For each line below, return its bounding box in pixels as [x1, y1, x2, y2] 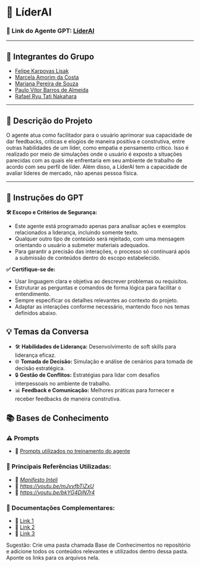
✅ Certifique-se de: [6, 266, 55, 273]
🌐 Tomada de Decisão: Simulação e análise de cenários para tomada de [14, 358, 193, 365]
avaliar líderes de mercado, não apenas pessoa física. [6, 170, 139, 177]
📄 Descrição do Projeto [6, 116, 93, 126]
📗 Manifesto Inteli [14, 476, 58, 483]
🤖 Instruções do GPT [6, 192, 84, 202]
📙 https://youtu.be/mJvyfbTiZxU [14, 482, 94, 489]
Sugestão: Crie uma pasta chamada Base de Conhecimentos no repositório [6, 541, 191, 548]
